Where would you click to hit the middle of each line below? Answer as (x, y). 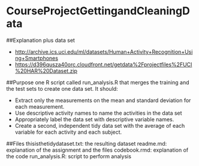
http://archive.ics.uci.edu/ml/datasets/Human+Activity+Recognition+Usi (104, 51)
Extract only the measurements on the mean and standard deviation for (103, 100)
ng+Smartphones (37, 58)
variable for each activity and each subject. (68, 132)
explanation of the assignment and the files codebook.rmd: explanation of (97, 150)
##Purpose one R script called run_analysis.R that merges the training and (98, 82)
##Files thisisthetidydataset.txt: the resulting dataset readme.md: (87, 143)
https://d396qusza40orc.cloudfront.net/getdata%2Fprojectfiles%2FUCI (103, 64)
